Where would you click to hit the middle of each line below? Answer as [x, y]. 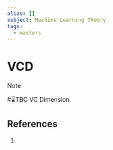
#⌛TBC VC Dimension [39, 100]
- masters [27, 33]
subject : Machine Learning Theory [57, 20]
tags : [15, 26]
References [32, 124]
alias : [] [21, 13]
